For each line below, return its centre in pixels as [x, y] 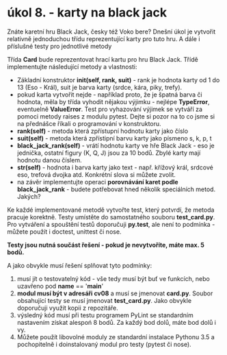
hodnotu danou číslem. [49, 160]
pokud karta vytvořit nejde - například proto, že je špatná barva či [110, 95]
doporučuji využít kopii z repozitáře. [67, 308]
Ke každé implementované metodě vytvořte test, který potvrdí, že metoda [111, 210]
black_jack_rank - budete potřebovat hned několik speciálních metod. [116, 189]
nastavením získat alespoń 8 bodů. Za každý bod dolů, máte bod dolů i [117, 322]
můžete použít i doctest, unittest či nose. [64, 232]
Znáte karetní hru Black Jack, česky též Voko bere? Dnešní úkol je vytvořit [111, 32]
